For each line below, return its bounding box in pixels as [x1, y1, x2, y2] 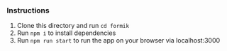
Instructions [6, 6, 50, 15]
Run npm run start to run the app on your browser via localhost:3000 [16, 36, 221, 45]
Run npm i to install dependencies [16, 29, 116, 37]
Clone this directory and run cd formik [16, 22, 129, 30]
